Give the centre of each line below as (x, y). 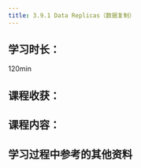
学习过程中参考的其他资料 (70, 154)
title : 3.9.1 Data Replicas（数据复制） (72, 15)
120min (20, 69)
